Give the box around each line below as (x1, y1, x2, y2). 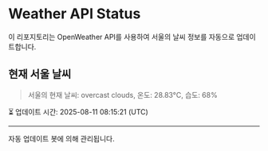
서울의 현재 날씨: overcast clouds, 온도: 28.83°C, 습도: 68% (27, 90, 218, 99)
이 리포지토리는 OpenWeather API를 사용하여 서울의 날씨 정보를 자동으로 (8, 32, 235, 41)
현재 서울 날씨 (8, 68, 72, 81)
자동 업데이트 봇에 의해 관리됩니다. (8, 134, 115, 143)
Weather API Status (8, 5, 141, 23)
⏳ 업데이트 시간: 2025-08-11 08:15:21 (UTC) (8, 106, 149, 116)
